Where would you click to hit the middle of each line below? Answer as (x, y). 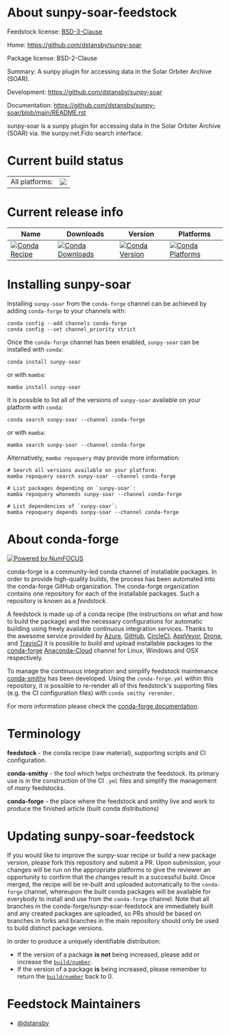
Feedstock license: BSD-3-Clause (55, 32)
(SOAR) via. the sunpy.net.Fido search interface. (75, 133)
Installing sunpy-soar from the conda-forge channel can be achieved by (107, 304)
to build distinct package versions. (55, 928)
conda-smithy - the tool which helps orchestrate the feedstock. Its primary (113, 773)
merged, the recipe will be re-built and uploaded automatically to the (104, 884)
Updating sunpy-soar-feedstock (101, 836)
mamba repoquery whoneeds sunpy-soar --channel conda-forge (95, 494)
